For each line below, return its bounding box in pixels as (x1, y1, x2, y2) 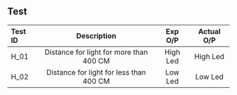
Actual (197, 26, 221, 36)
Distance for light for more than (44, 47, 148, 57)
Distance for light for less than (46, 67, 147, 77)
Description (76, 31, 116, 41)
